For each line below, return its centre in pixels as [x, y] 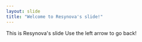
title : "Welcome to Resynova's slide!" [55, 17]
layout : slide [23, 11]
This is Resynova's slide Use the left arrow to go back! [71, 33]
